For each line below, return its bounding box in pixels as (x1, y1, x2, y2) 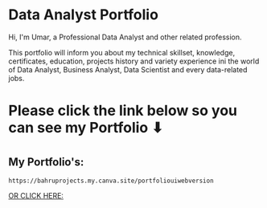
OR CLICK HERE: (8, 190, 64, 200)
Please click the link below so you (8, 102, 238, 120)
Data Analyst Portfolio (8, 6, 159, 24)
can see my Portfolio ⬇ (8, 119, 163, 137)
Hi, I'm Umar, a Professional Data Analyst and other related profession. (8, 32, 243, 42)
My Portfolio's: (8, 155, 84, 169)
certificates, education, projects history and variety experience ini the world (8, 56, 260, 66)
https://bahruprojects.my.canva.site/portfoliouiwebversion (8, 177, 215, 185)
